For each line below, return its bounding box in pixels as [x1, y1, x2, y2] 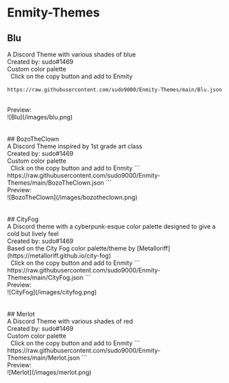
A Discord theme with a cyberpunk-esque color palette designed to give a [7, 222, 216, 231]
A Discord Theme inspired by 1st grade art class [7, 142, 143, 150]
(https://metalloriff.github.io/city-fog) [7, 252, 111, 259]
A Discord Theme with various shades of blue [7, 50, 136, 58]
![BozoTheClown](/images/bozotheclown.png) [7, 194, 138, 201]
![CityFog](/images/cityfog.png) [7, 288, 97, 296]
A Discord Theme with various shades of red [7, 317, 134, 325]
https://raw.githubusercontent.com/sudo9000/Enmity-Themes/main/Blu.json [7, 86, 223, 93]
